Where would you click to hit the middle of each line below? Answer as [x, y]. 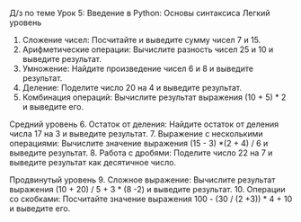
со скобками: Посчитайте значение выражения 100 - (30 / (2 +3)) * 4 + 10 [151, 199]
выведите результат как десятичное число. [93, 162]
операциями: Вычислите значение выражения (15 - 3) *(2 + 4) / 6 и [139, 143]
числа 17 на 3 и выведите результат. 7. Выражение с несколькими [136, 133]
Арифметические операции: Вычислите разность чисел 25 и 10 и [148, 49]
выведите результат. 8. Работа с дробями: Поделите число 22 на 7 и [141, 153]
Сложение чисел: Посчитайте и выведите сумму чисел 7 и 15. [142, 40]
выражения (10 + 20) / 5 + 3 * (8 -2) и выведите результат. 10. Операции [147, 189]
